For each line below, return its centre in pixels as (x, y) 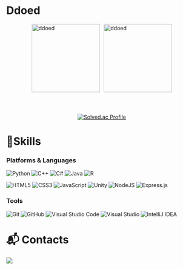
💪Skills (24, 141)
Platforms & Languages (41, 160)
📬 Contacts (38, 239)
